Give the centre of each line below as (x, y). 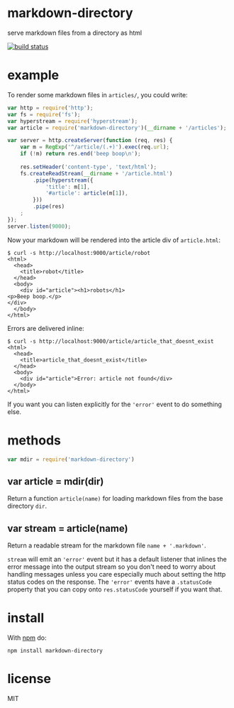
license (29, 679)
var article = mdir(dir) (56, 481)
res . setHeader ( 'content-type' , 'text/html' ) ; (89, 167)
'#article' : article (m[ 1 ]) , (87, 193)
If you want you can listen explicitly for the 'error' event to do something (115, 404)
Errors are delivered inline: (46, 328)
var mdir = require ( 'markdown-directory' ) (71, 459)
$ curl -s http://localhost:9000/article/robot (79, 253)
